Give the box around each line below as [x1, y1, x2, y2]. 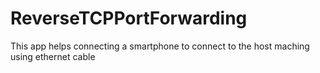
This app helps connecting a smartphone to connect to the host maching [10, 40, 310, 52]
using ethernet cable [10, 50, 96, 62]
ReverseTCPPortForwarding [10, 7, 248, 30]
